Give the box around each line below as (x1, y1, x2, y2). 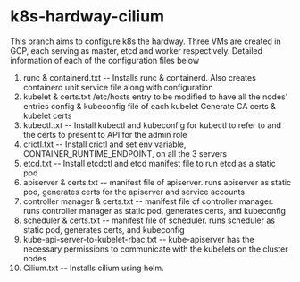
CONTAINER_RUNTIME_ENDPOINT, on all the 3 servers (22, 148, 227, 158)
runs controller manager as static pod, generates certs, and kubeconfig (22, 205, 287, 216)
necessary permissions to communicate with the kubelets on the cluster (22, 244, 288, 254)
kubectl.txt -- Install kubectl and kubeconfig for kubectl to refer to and (22, 119, 282, 131)
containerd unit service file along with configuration (22, 81, 213, 92)
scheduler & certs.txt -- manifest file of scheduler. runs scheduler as (22, 215, 276, 226)
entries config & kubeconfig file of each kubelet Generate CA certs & (22, 100, 276, 111)
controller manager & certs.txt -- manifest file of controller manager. (22, 195, 274, 207)
